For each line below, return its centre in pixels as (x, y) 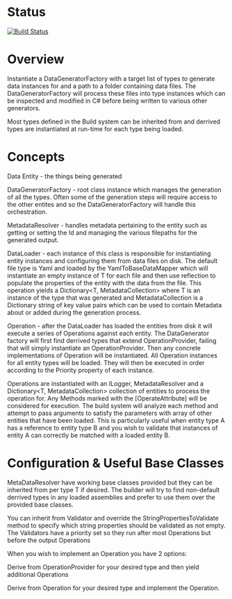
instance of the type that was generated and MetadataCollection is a (105, 297)
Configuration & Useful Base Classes (116, 463)
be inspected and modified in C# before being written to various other (107, 101)
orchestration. (27, 212)
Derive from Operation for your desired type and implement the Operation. (114, 588)
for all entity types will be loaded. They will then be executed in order (106, 362)
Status (27, 12)
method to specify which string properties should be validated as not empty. (116, 525)
